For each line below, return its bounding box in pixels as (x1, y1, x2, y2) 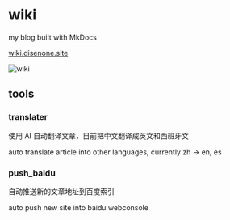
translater (8, 112, 48, 123)
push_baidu (8, 167, 56, 179)
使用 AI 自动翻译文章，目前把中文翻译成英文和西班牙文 (8, 131, 190, 141)
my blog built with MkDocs (8, 32, 97, 42)
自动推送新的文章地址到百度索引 (8, 186, 115, 196)
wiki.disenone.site (8, 48, 69, 57)
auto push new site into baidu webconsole (8, 202, 149, 212)
